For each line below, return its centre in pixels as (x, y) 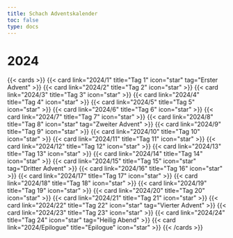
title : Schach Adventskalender (53, 14)
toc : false (23, 20)
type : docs (23, 26)
